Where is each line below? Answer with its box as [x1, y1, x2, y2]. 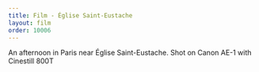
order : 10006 [8, 26, 51, 34]
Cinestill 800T [8, 56, 54, 66]
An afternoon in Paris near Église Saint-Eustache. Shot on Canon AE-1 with [8, 48, 252, 58]
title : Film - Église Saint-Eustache [8, 11, 133, 20]
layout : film [8, 19, 51, 27]
